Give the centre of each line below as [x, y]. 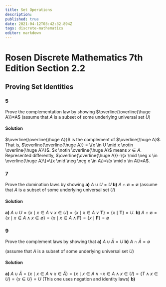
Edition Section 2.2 [45, 68]
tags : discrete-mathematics [34, 28]
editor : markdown [23, 33]
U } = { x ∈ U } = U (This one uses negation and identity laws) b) [70, 279]
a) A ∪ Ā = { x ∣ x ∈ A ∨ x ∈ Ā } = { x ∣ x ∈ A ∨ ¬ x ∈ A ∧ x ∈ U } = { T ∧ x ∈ [82, 274]
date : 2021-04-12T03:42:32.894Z [39, 24]
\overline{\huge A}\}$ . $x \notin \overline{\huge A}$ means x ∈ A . [74, 150]
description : [19, 14]
